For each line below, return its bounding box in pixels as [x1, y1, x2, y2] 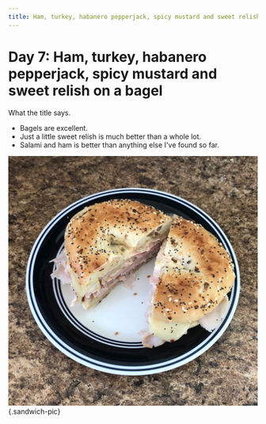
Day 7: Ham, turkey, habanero [8, 48, 207, 66]
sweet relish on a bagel [8, 82, 163, 99]
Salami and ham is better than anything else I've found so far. [19, 139, 220, 150]
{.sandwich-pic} [8, 407, 61, 416]
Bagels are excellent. [19, 123, 89, 132]
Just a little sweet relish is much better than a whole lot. [19, 132, 202, 141]
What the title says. [8, 108, 71, 117]
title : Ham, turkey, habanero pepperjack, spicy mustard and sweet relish [8, 13, 260, 21]
